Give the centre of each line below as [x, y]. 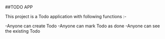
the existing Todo [23, 31]
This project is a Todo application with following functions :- [66, 16]
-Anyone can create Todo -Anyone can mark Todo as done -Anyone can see [82, 26]
